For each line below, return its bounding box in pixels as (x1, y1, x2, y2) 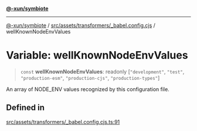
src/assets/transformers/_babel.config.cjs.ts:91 (6, 118, 120, 125)
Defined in (6, 103, 45, 113)
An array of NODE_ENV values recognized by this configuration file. (6, 85, 170, 93)
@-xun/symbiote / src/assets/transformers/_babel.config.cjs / (6, 22, 155, 29)
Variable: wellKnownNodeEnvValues (6, 49, 189, 62)
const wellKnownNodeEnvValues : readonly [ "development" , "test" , (20, 68, 185, 75)
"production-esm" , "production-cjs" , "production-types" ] (20, 74, 160, 81)
